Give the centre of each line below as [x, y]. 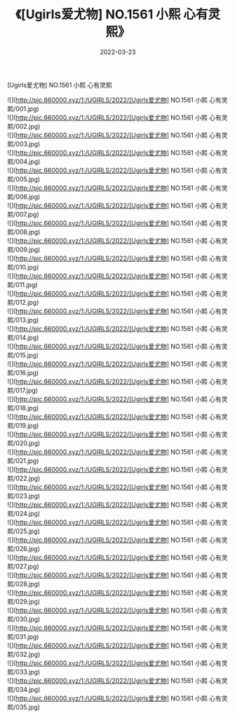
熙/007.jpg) [23, 214]
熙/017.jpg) [23, 390]
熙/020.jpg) [24, 443]
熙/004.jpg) [24, 161]
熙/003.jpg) [24, 144]
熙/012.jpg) [23, 302]
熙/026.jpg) [24, 548]
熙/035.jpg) [24, 707]
